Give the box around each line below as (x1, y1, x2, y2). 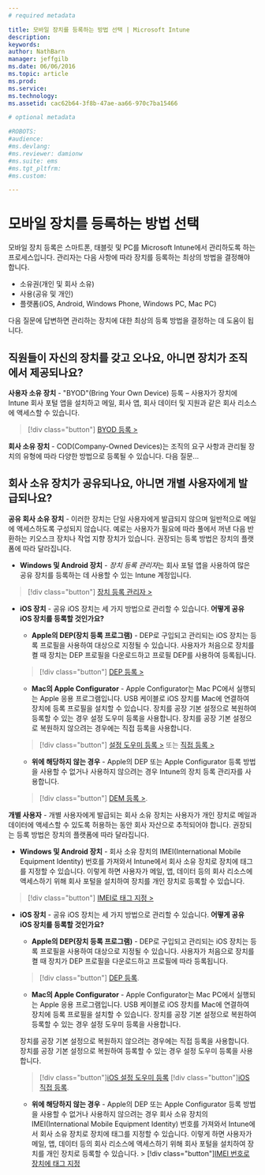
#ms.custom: (8, 171, 47, 180)
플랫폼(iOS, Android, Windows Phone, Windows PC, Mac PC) (19, 299, 217, 309)
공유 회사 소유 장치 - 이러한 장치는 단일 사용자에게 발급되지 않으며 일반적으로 (8, 514, 242, 524)
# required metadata (8, 11, 77, 20)
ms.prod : (8, 77, 37, 85)
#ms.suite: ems (8, 157, 58, 165)
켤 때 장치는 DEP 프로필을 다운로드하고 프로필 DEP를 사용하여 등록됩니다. (31, 650, 256, 659)
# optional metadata (8, 114, 77, 122)
